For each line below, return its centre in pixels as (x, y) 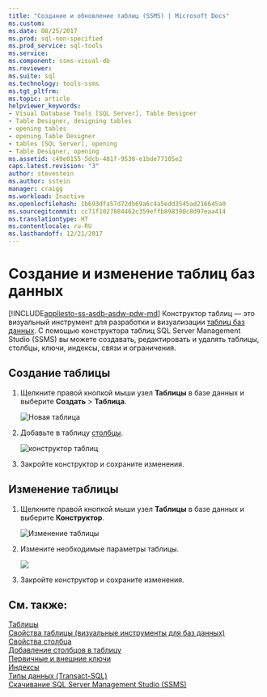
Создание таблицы (59, 373)
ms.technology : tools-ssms (54, 83)
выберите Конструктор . (62, 517)
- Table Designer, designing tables (70, 121)
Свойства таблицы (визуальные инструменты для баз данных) (117, 633)
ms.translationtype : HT (49, 219)
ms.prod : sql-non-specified (56, 38)
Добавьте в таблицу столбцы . (72, 433)
